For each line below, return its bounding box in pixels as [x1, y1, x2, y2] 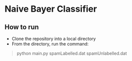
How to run [4, 23, 39, 31]
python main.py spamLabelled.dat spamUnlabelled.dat [16, 50, 127, 56]
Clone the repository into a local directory [11, 36, 96, 41]
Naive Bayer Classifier [4, 3, 97, 15]
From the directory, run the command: [11, 41, 89, 47]
